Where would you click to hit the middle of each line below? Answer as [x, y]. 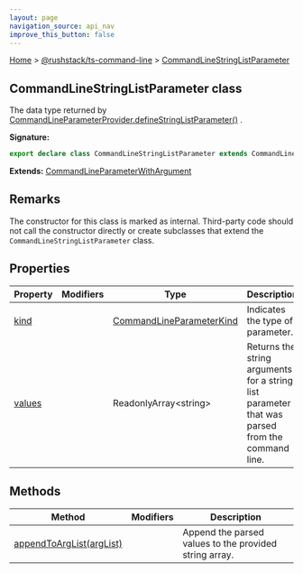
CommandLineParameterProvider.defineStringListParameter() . [126, 120]
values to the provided [230, 543]
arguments [270, 369]
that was [265, 414]
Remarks [35, 199]
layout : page [34, 18]
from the [265, 437]
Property [33, 294]
